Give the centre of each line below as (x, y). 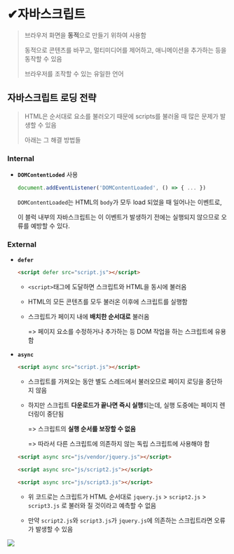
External (22, 244)
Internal (21, 158)
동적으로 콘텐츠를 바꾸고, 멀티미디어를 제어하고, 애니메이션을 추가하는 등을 (125, 50)
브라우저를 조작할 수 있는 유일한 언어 (74, 74)
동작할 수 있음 (43, 59)
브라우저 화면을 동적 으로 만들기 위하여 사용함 (85, 35)
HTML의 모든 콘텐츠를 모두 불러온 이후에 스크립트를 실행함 (108, 302)
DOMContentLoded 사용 (48, 175)
